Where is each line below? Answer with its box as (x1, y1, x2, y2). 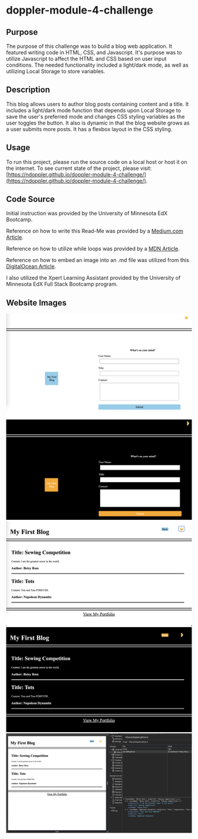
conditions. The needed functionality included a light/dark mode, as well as (6, 61, 189, 68)
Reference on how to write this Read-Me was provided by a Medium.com (6, 228, 184, 235)
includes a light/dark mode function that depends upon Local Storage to (6, 107, 181, 114)
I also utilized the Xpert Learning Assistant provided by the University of (6, 274, 181, 281)
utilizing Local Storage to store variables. (6, 68, 105, 74)
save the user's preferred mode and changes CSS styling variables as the (6, 113, 185, 120)
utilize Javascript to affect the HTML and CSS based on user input (6, 55, 167, 62)
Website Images (6, 297, 67, 307)
